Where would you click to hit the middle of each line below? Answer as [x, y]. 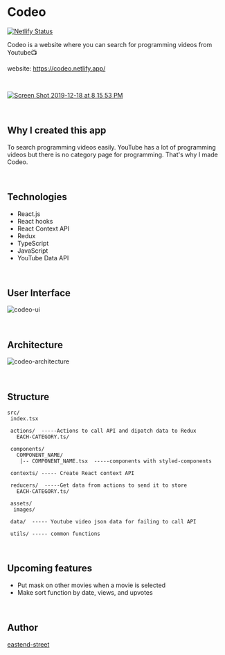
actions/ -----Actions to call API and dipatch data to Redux [103, 431]
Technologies [37, 197]
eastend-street [28, 644]
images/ [25, 510]
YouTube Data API [43, 258]
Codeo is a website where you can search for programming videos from [110, 44]
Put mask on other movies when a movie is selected [91, 585]
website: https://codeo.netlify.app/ [56, 68]
